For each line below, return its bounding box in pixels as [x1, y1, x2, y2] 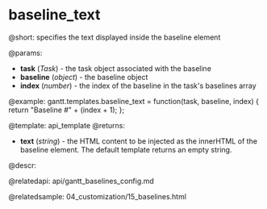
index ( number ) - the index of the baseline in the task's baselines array [19, 81, 257, 90]
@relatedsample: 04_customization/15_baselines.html [8, 191, 187, 201]
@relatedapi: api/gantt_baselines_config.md [8, 176, 155, 186]
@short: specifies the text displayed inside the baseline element [8, 32, 221, 42]
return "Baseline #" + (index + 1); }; [8, 105, 125, 115]
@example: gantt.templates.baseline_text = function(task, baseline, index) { [8, 96, 260, 106]
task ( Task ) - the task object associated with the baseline [19, 63, 212, 73]
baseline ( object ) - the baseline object [19, 72, 148, 82]
